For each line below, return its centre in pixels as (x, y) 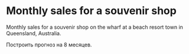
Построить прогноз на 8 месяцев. (49, 45)
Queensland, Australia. (34, 33)
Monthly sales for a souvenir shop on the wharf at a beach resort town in (94, 27)
